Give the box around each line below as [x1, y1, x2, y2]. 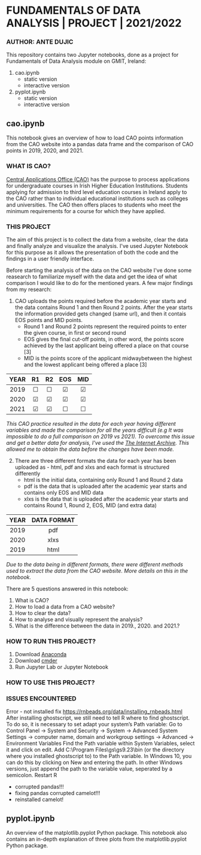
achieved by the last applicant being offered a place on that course [23, 342, 189, 349]
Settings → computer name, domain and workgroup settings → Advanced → [6, 733, 194, 741]
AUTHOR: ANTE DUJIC [6, 38, 74, 46]
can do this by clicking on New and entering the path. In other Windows [6, 759, 183, 766]
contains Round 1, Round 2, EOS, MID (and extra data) [23, 501, 157, 509]
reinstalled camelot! [14, 796, 64, 803]
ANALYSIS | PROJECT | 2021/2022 [6, 16, 182, 30]
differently [14, 469, 41, 477]
